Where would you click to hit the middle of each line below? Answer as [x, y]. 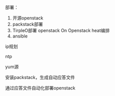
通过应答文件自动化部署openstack [40, 88]
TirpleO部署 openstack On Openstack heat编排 [61, 30]
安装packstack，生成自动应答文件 [40, 77]
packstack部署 [28, 24]
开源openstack [28, 18]
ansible [20, 36]
